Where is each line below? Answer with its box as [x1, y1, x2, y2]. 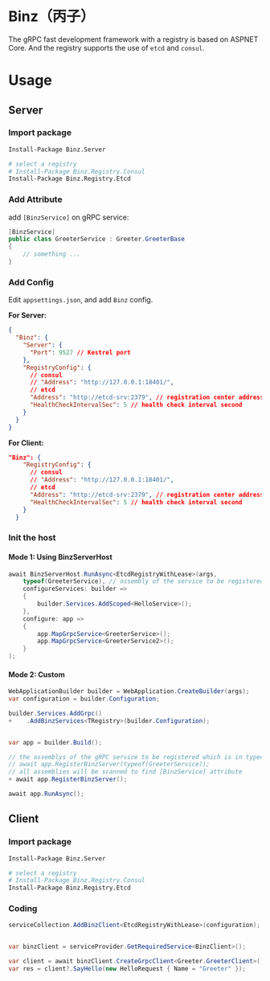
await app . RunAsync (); [8, 790, 84, 798]
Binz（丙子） [8, 7, 95, 26]
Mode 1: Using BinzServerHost [8, 552, 112, 561]
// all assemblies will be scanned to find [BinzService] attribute [8, 768, 243, 776]
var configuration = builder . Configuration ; [8, 695, 160, 704]
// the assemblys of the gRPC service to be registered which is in [8, 753, 243, 761]
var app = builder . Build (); [8, 738, 103, 746]
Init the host [8, 532, 56, 544]
